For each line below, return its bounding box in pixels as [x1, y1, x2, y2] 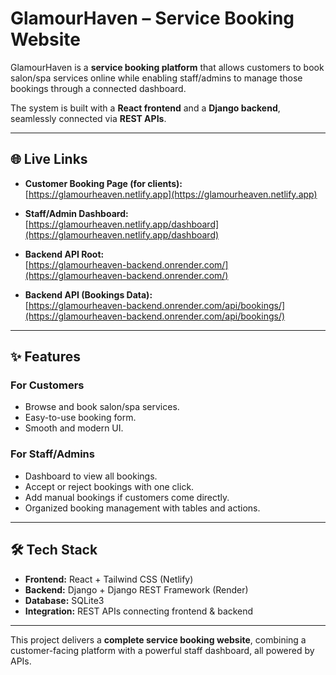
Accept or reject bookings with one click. [24, 480, 195, 492]
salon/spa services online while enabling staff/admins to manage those [10, 72, 303, 84]
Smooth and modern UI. [24, 422, 124, 434]
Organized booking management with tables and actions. [24, 502, 261, 514]
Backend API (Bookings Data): [24, 288, 153, 301]
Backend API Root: [24, 248, 105, 260]
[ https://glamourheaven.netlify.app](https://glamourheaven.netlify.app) [24, 188, 318, 200]
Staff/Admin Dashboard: [24, 207, 129, 219]
